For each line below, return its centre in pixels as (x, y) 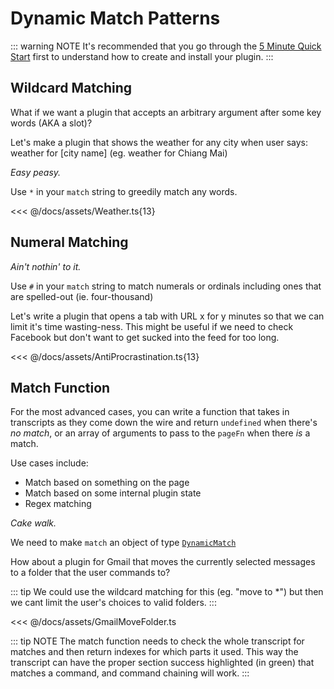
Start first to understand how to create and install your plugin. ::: (142, 56)
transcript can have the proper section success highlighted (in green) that (162, 663)
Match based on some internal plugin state (113, 493)
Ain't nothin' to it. (46, 266)
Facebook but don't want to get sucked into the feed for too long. (145, 337)
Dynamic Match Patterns (115, 18)
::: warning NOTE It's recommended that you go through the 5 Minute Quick (166, 46)
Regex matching (58, 504)
